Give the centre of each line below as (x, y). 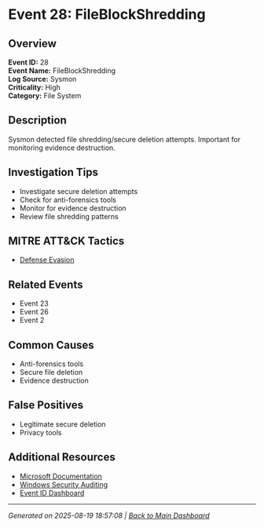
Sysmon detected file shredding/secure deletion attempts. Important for (125, 139)
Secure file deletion (51, 372)
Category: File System (45, 95)
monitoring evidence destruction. (62, 148)
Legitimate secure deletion (62, 424)
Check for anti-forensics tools (68, 200)
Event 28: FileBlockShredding (107, 15)
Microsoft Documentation (60, 476)
